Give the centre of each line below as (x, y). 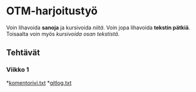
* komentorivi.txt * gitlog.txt (39, 82)
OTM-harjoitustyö (52, 11)
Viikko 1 (18, 70)
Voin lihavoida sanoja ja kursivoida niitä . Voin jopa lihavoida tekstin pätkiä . (98, 27)
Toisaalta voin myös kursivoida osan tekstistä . (63, 33)
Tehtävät (23, 53)
